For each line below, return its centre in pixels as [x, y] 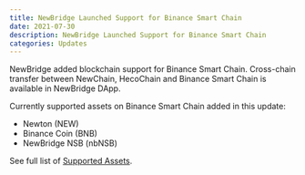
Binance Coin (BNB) [60, 134]
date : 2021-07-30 [42, 26]
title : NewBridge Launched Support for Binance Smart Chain [126, 18]
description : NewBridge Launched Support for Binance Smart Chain [138, 35]
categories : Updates [49, 43]
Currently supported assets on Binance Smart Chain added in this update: [148, 107]
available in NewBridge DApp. [65, 88]
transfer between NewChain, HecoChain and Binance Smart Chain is [138, 79]
